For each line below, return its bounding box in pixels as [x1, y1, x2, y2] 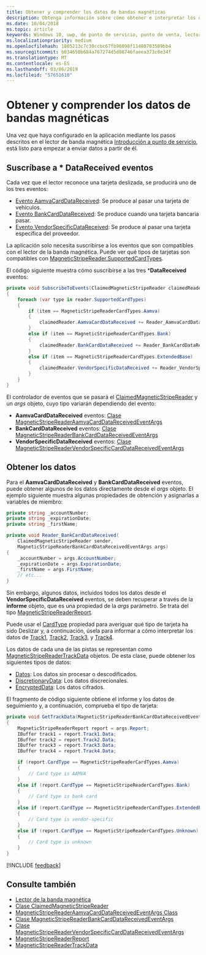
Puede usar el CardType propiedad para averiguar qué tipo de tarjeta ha [6, 621, 189, 628]
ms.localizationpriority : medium [6, 37, 92, 44]
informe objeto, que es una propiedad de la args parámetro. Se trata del [6, 602, 189, 610]
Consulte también [6, 879, 76, 890]
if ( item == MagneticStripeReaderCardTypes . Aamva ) [28, 308, 161, 314]
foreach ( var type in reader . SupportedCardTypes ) [17, 296, 147, 303]
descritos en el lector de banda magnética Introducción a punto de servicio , [6, 138, 198, 146]
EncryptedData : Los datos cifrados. [15, 684, 105, 691]
